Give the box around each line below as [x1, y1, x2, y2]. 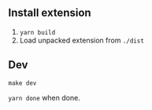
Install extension [8, 6, 92, 20]
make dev [8, 79, 37, 87]
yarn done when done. [8, 93, 80, 102]
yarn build [19, 28, 56, 36]
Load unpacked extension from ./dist [19, 35, 144, 45]
